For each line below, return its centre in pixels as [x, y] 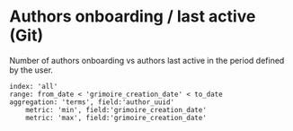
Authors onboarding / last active [133, 17]
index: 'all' [34, 86]
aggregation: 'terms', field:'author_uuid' [92, 102]
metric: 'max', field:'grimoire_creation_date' [116, 118]
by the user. [31, 70]
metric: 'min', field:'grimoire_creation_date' [116, 109]
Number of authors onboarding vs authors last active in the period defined [147, 60]
